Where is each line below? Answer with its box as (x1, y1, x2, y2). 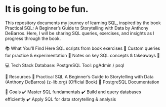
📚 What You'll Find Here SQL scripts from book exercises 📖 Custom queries (5, 45, 161, 51)
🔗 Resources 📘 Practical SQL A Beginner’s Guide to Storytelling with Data (5, 73, 154, 79)
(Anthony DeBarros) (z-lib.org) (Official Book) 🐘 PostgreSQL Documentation (5, 79, 160, 85)
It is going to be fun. (5, 3, 89, 15)
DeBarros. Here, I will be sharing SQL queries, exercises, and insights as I (5, 30, 155, 36)
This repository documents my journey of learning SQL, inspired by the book (5, 20, 161, 26)
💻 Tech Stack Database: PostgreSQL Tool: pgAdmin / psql (5, 62, 124, 68)
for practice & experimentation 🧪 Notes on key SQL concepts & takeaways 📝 (5, 52, 160, 58)
